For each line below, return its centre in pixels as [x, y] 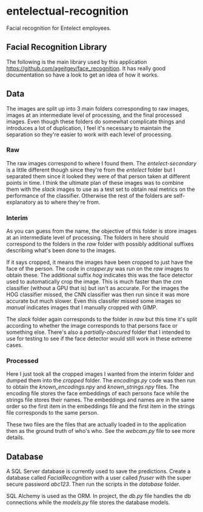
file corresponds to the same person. [52, 413]
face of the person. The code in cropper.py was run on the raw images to [98, 269]
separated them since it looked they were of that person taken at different [98, 176]
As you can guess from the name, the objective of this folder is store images [101, 231]
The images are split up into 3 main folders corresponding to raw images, [98, 108]
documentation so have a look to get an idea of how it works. [82, 75]
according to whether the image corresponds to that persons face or [92, 326]
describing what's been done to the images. [61, 251]
